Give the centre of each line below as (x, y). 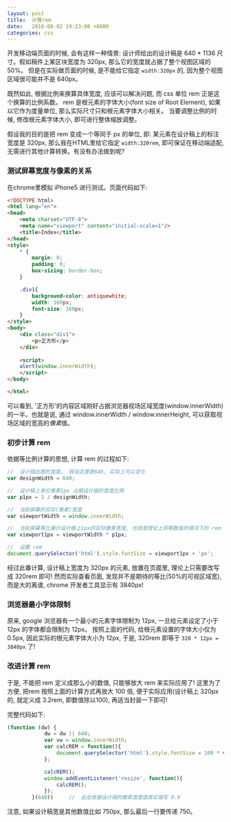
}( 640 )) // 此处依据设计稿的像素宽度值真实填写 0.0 (106, 798)
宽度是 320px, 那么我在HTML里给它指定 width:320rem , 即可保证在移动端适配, (115, 143)
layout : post (26, 13)
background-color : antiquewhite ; (80, 296)
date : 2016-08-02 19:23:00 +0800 (58, 26)
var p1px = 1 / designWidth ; (49, 497)
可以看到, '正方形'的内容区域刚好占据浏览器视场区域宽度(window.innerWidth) (115, 405)
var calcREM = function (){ (82, 747)
